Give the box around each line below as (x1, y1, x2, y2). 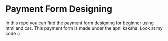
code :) (5, 30, 20, 36)
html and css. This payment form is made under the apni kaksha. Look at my (5, 25, 163, 31)
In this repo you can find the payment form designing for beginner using (5, 20, 154, 26)
